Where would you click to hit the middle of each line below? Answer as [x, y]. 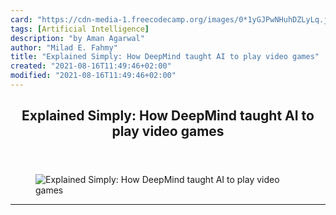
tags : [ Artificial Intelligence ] [80, 29]
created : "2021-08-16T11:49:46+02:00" [91, 66]
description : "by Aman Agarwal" [77, 38]
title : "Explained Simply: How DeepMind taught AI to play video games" [165, 57]
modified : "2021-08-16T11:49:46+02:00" [93, 76]
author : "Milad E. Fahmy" [64, 47]
